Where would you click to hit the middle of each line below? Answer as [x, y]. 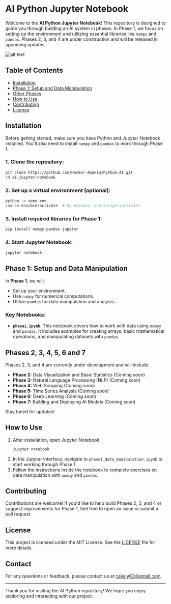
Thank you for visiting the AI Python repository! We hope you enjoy [76, 591]
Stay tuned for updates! [30, 411]
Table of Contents [34, 70]
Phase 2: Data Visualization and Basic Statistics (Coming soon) [79, 375]
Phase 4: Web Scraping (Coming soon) [54, 385]
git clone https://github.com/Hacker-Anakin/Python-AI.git [69, 172]
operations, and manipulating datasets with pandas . [66, 337]
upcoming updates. [26, 44]
